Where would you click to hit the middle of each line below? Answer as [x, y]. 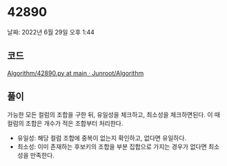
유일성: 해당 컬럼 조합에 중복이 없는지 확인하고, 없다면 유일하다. [102, 138]
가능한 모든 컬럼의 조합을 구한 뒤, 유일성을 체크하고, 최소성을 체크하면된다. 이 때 [114, 114]
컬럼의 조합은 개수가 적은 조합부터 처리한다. [65, 123]
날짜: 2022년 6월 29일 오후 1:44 [51, 32]
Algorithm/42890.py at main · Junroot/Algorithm [76, 73]
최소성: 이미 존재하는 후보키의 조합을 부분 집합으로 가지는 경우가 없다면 [112, 147]
